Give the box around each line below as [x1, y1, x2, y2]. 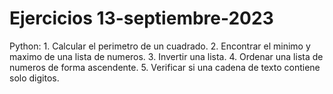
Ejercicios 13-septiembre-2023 [9, 7, 274, 30]
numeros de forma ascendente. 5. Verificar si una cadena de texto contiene [9, 61, 321, 73]
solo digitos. [9, 72, 60, 84]
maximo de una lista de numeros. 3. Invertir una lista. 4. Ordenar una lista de [9, 50, 324, 62]
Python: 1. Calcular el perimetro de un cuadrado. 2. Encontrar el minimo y [9, 40, 311, 52]
